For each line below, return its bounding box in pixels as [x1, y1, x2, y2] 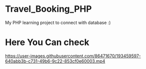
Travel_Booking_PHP [5, 3, 92, 15]
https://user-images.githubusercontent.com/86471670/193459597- [5, 53, 141, 59]
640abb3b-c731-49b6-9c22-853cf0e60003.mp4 [5, 58, 105, 64]
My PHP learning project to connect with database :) [5, 20, 111, 25]
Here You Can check [5, 37, 90, 48]
